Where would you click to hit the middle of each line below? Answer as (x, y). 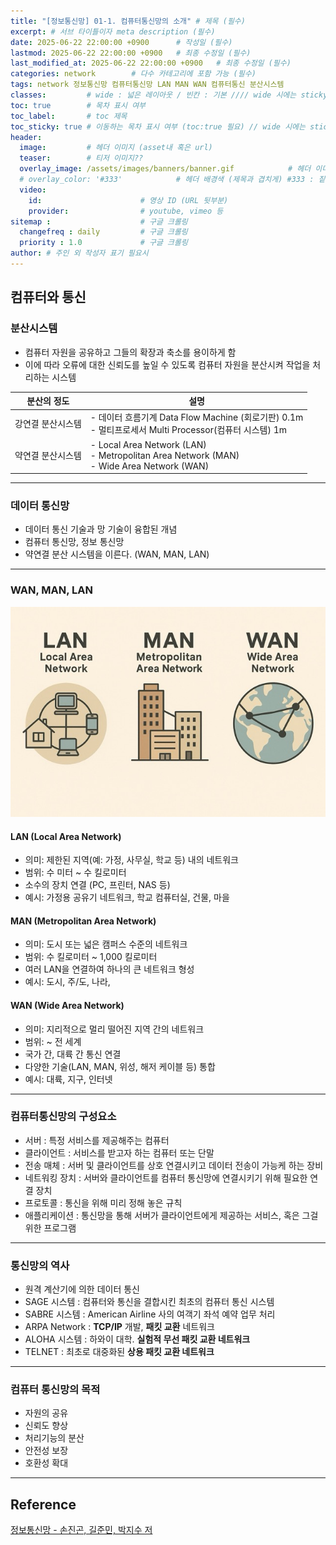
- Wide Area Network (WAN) (149, 466)
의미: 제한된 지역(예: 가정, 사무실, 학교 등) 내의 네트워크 (132, 860)
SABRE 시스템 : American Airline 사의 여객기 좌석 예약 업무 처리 (150, 1314)
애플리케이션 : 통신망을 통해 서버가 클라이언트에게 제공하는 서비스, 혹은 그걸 (171, 1215)
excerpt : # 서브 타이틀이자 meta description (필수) (113, 31)
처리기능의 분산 (54, 1438)
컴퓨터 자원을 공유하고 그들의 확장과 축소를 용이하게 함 (130, 352)
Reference (43, 1504)
